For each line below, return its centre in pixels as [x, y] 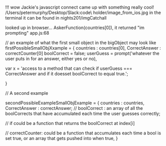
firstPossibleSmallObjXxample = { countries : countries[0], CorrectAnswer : [83, 48]
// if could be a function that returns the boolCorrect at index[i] [70, 123]
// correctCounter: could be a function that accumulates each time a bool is [83, 133]
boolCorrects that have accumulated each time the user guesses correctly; [83, 113]
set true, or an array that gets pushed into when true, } [62, 138]
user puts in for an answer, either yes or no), [51, 59]
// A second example [27, 93]
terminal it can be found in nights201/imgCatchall [56, 18]
